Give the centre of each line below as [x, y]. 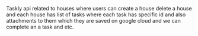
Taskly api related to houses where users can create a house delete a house [99, 8]
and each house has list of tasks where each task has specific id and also [96, 15]
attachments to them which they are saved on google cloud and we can [93, 21]
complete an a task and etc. [40, 27]
